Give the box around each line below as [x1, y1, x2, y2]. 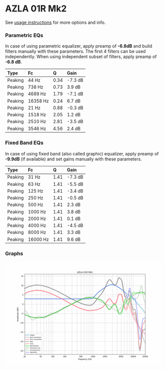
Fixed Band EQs [5, 140, 43, 147]
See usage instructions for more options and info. [5, 19, 106, 25]
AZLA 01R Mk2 [5, 3, 67, 14]
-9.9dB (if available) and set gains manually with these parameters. [5, 156, 142, 162]
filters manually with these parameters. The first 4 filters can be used [5, 48, 146, 55]
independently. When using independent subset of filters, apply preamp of [5, 54, 157, 60]
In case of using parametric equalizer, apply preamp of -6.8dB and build [5, 43, 152, 49]
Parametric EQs [5, 32, 43, 39]
